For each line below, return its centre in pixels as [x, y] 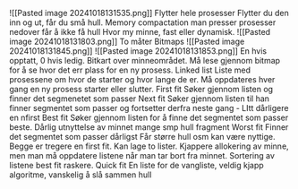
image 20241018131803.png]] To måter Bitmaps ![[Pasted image [127, 41]
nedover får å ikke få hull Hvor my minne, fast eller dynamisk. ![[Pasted [140, 32]
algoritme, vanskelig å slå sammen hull [81, 175]
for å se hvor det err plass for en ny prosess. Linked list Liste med [130, 70]
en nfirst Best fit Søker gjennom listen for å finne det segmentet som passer [149, 117]
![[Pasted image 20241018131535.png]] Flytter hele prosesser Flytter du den [149, 13]
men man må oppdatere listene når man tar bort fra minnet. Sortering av [142, 155]
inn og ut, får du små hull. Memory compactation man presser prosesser [143, 22]
